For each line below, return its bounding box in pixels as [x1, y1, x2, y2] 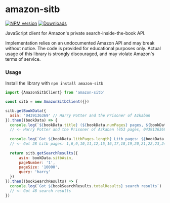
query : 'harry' [18, 170, 51, 175]
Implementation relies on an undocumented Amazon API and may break [5, 39, 155, 46]
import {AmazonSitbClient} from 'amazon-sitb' [5, 90, 105, 95]
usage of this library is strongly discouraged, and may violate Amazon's [5, 51, 155, 57]
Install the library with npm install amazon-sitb [5, 80, 104, 87]
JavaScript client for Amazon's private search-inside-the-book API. [5, 30, 146, 36]
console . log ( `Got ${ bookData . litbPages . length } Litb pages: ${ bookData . [10, 137, 166, 142]
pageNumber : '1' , [18, 160, 56, 165]
